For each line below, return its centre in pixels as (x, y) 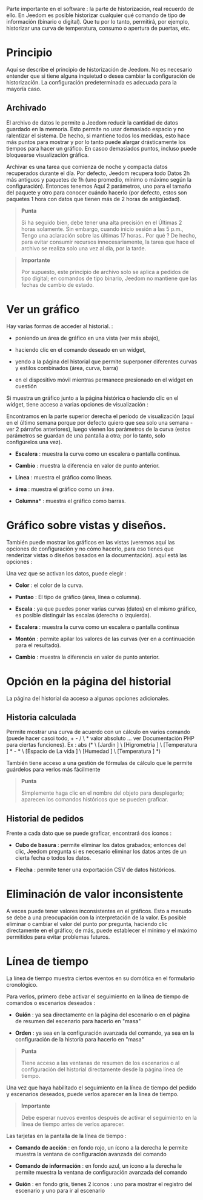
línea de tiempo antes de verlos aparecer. (73, 1124)
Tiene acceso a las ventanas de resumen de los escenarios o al (100, 1063)
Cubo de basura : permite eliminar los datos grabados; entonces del (100, 845)
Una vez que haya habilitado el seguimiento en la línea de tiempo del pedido (101, 1088)
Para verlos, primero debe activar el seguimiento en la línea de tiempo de (98, 996)
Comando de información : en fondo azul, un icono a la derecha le (98, 1166)
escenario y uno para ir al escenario (60, 1191)
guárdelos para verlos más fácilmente (53, 770)
